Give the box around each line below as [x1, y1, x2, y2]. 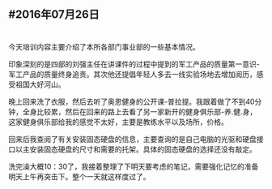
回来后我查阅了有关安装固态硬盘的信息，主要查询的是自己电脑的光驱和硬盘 [8, 134, 257, 144]
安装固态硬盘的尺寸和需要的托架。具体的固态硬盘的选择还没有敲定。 [29, 144, 257, 154]
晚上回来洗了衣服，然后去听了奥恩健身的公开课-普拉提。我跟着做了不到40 [8, 97, 255, 106]
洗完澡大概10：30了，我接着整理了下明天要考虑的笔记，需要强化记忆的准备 [8, 161, 259, 171]
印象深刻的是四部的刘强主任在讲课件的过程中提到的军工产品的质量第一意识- [8, 59, 261, 69]
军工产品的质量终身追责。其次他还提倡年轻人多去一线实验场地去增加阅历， [8, 69, 257, 79]
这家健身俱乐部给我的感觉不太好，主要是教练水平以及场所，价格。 [8, 117, 228, 127]
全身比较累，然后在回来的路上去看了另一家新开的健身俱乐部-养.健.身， [22, 106, 257, 116]
